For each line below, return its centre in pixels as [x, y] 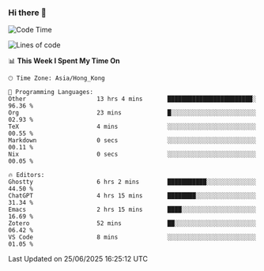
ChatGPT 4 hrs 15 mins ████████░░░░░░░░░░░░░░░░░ [132, 196]
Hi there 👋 [28, 13]
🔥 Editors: [26, 175]
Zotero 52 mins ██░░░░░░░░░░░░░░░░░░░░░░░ [132, 224]
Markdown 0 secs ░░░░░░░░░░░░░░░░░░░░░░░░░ [132, 141]
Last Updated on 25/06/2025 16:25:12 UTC [78, 259]
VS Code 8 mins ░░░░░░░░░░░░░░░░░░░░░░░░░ [132, 237]
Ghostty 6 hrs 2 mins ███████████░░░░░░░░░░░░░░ [132, 182]
